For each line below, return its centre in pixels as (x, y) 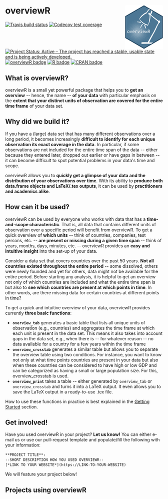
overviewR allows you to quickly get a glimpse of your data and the (75, 175)
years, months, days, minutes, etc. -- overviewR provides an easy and (77, 246)
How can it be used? (37, 207)
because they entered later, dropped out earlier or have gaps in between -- (82, 155)
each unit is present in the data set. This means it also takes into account (87, 333)
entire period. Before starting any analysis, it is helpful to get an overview (80, 277)
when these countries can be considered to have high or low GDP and (84, 365)
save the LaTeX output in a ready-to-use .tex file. (63, 392)
